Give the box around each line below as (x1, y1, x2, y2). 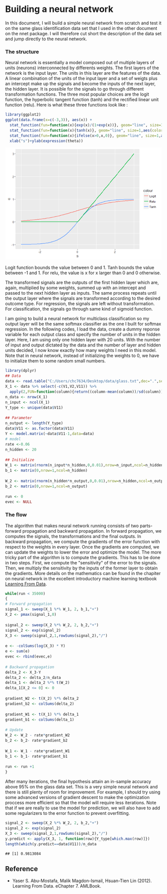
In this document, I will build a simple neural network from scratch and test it (5, 20, 162, 26)
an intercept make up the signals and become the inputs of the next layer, (5, 81, 156, 87)
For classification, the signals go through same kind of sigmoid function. (5, 306, 153, 312)
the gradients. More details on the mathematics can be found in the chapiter (5, 570, 161, 576)
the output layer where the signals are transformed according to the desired (5, 295, 161, 302)
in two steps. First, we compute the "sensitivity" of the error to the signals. (5, 559, 158, 565)
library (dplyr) (5, 368, 37, 373)
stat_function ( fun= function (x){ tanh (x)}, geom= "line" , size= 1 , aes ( (9, 128, 153, 133)
